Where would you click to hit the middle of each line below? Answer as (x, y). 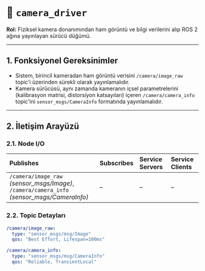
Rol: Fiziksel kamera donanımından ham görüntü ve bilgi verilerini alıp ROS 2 (102, 29)
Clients (181, 167)
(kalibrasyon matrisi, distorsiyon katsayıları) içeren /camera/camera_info (105, 95)
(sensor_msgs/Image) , (42, 184)
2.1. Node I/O (26, 144)
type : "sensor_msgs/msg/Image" (52, 234)
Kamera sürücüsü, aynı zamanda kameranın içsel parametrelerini (97, 89)
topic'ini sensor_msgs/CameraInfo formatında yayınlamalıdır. (89, 101)
